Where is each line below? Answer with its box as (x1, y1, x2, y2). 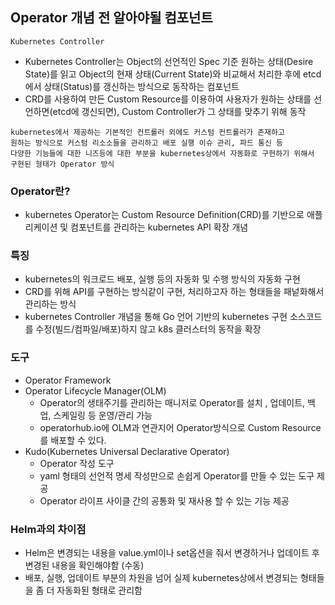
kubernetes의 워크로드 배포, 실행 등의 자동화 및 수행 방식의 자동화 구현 (24, 273, 301, 285)
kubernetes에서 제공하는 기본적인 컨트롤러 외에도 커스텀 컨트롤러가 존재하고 (10, 127, 285, 137)
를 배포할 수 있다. (39, 434, 107, 446)
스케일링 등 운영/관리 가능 (53, 409, 153, 421)
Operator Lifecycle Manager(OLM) (24, 384, 167, 397)
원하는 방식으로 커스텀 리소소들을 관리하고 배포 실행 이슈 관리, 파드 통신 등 (10, 138, 283, 148)
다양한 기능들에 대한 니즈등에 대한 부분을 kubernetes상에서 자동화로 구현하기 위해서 (10, 148, 315, 158)
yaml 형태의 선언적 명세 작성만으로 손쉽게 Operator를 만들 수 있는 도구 (39, 469, 315, 482)
